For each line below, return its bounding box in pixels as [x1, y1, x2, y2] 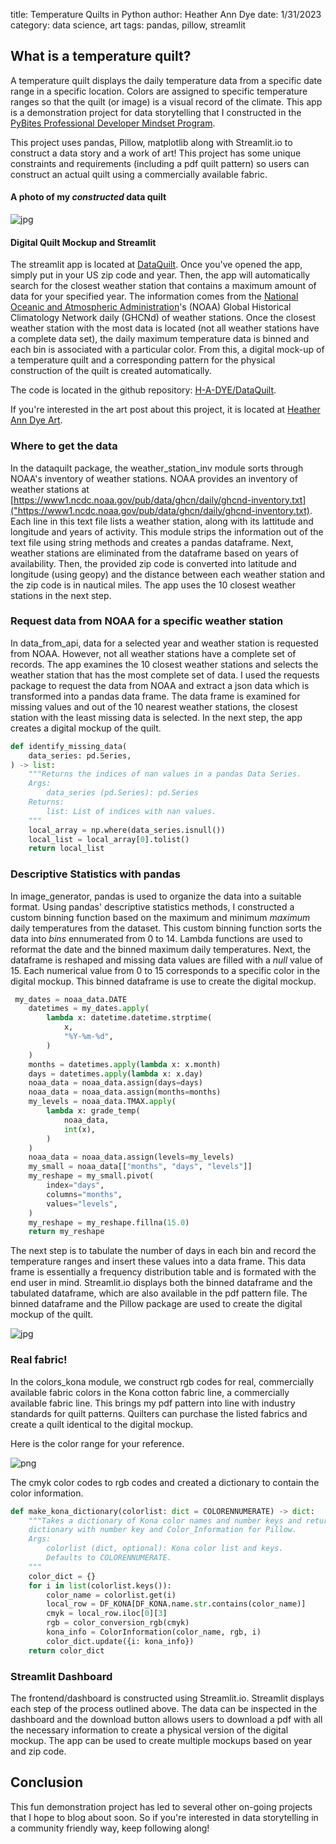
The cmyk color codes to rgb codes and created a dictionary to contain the [10, 1476, 320, 1488]
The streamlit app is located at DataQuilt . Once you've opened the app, [10, 259, 303, 271]
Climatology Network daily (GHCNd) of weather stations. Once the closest [10, 312, 317, 324]
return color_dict [28, 1645, 105, 1656]
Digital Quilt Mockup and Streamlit [10, 236, 157, 248]
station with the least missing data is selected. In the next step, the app [10, 711, 303, 723]
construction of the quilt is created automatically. [10, 365, 212, 377]
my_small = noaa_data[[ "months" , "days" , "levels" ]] [28, 1162, 253, 1172]
